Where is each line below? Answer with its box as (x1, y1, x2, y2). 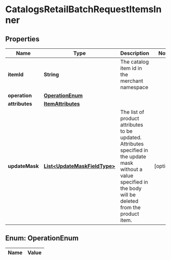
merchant (120, 77, 144, 84)
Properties (5, 35, 40, 43)
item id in (120, 65, 142, 72)
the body (120, 185, 142, 192)
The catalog (120, 59, 149, 65)
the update (120, 153, 147, 160)
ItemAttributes (44, 100, 80, 107)
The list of (120, 108, 145, 115)
